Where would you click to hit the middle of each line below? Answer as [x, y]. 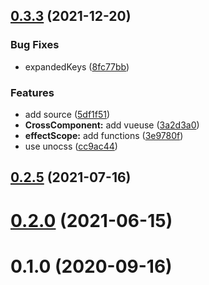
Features [32, 92]
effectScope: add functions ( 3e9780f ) [104, 135]
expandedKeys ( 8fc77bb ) [77, 66]
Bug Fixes [35, 45]
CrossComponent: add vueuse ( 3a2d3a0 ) [112, 125]
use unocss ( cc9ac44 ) [71, 146]
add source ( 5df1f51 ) [67, 114]
